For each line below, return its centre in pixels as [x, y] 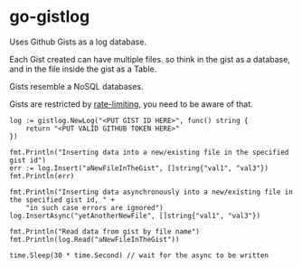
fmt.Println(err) [42, 176]
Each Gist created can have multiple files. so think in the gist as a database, [150, 59]
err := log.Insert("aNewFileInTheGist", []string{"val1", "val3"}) [139, 168]
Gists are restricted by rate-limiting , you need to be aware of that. [131, 104]
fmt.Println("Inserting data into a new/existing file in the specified [149, 152]
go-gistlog [50, 17]
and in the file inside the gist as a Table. [83, 69]
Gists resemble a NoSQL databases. [76, 86]
